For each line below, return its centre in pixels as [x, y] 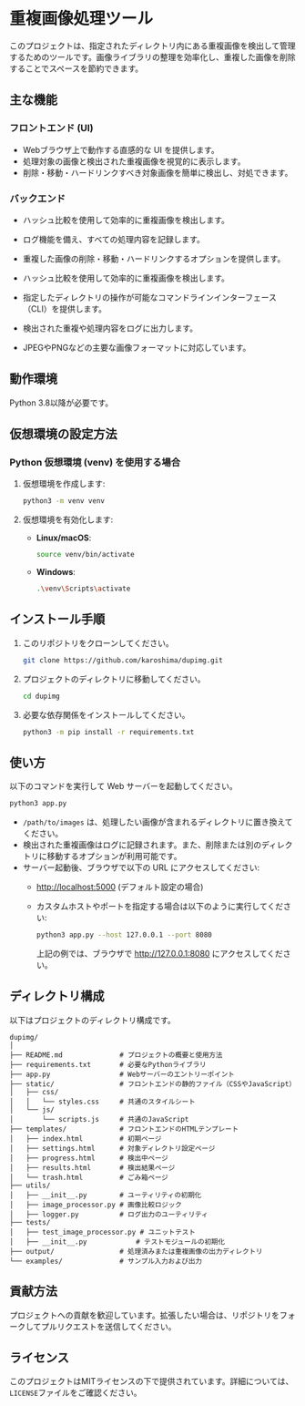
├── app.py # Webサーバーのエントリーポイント [122, 1074]
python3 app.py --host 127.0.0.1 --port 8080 [124, 935]
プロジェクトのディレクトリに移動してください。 [114, 679]
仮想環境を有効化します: [68, 519]
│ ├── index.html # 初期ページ [86, 1139]
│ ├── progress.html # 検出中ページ [89, 1158]
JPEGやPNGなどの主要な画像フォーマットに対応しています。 [137, 347]
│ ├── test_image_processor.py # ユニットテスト [102, 1232]
